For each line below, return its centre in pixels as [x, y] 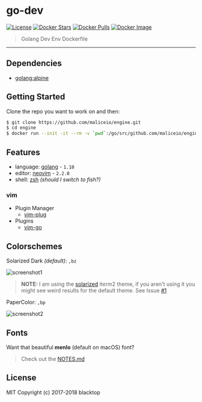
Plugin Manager [35, 208]
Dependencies [34, 63]
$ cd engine [21, 128]
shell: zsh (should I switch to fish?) [58, 179]
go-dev [25, 11]
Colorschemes [34, 246]
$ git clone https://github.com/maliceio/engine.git [74, 122]
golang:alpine [32, 78]
